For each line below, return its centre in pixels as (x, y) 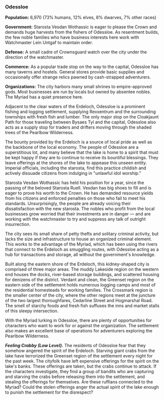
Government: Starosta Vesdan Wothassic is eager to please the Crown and (81, 27)
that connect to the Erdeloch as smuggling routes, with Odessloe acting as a (82, 249)
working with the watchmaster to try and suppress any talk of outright (75, 219)
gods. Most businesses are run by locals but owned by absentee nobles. (78, 92)
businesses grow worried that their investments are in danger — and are (78, 214)
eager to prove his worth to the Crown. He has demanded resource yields (79, 193)
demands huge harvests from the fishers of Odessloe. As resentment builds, (82, 32)
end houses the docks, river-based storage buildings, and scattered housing (82, 275)
